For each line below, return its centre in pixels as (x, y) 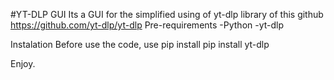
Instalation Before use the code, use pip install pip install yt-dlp (140, 44)
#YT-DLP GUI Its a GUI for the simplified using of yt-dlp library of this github (167, 14)
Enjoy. (23, 63)
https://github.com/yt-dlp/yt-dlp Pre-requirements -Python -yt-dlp (147, 25)
